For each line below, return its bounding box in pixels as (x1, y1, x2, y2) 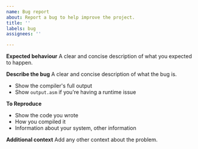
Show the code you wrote (14, 112, 79, 119)
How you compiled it (14, 118, 66, 126)
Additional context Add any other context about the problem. (6, 136, 158, 144)
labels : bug (6, 25, 36, 32)
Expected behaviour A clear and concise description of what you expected (6, 53, 193, 60)
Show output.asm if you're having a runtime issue (14, 89, 136, 96)
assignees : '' (6, 31, 42, 37)
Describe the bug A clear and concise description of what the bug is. (6, 71, 177, 78)
